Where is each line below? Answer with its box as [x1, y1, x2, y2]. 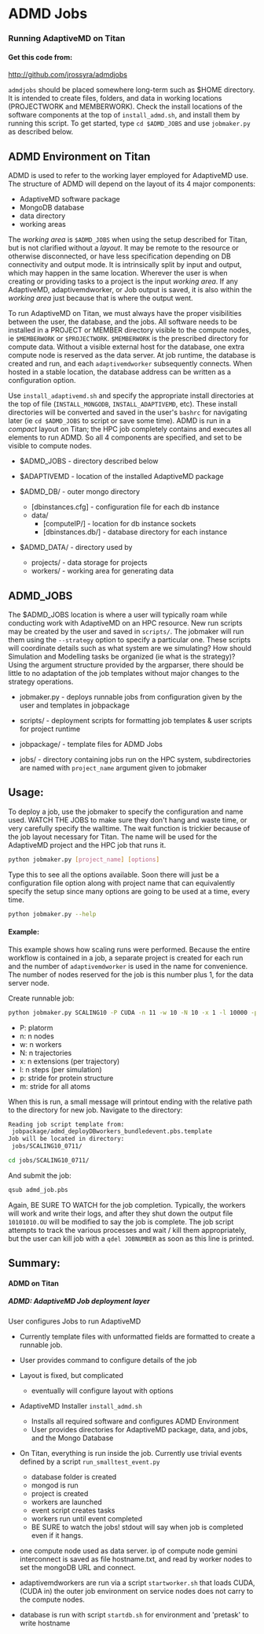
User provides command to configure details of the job [19, 1355, 197, 1365]
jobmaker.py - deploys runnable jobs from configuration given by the [19, 692, 243, 701]
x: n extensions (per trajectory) [19, 1057, 120, 1066]
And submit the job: [8, 1171, 72, 1180]
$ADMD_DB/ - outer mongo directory [19, 487, 140, 496]
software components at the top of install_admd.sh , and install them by [8, 110, 240, 120]
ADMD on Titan [8, 1278, 59, 1288]
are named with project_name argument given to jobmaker [19, 763, 207, 772]
